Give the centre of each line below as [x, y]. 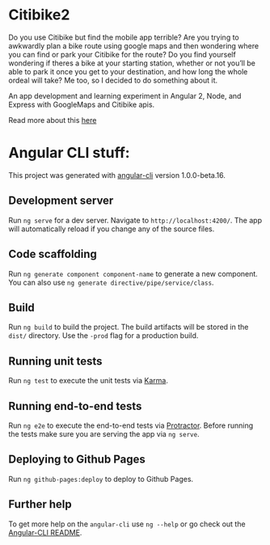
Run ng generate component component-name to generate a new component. [133, 273]
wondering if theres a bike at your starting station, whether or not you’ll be [132, 63]
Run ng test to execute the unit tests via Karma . [88, 381]
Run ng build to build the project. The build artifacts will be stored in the [129, 327]
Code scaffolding [53, 254]
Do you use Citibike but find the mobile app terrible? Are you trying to [124, 37]
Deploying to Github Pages [77, 460]
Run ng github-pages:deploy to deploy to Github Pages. [101, 479]
